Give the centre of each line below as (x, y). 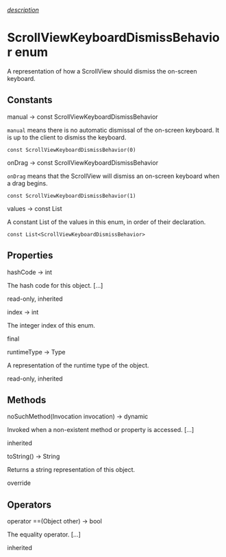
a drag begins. (27, 183)
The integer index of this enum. (51, 325)
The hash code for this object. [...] (55, 285)
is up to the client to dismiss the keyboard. (67, 137)
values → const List (35, 208)
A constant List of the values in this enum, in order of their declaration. (106, 222)
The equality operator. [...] (44, 534)
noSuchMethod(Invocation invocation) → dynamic (78, 417)
